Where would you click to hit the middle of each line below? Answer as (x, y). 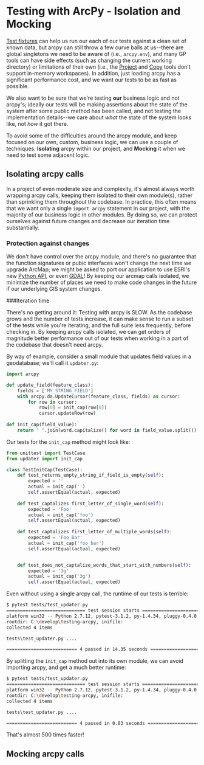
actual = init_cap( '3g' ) (59, 576)
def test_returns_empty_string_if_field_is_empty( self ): (91, 476)
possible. (18, 86)
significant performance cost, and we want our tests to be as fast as (92, 80)
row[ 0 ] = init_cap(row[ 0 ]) (73, 408)
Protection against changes (48, 243)
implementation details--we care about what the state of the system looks (99, 117)
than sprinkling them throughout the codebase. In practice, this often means (101, 201)
